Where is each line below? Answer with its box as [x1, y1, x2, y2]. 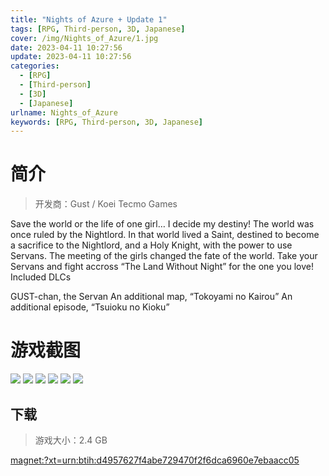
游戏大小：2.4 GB [34, 434, 108, 446]
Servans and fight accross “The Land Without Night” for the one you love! [10, 261, 314, 273]
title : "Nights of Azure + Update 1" [10, 14, 168, 25]
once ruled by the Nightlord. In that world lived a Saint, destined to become [10, 229, 320, 241]
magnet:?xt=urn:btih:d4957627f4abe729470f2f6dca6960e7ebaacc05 [10, 454, 300, 466]
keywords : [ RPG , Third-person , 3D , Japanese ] [10, 117, 203, 127]
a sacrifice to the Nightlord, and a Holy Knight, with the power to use [10, 239, 293, 251]
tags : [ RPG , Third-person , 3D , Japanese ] [10, 24, 186, 34]
